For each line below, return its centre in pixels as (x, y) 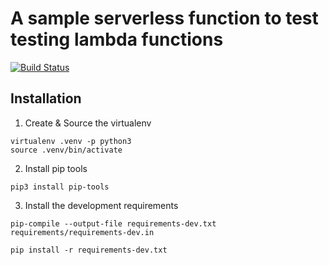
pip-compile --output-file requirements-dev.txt (113, 223)
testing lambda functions (117, 39)
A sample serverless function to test (164, 18)
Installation (46, 98)
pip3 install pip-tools (60, 187)
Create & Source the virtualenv (88, 123)
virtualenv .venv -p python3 (71, 141)
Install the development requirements (101, 205)
